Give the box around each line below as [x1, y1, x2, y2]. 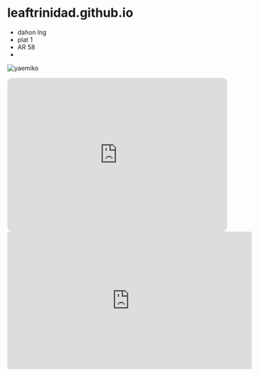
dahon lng [17, 28, 47, 36]
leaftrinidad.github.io [7, 5, 134, 21]
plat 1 [17, 35, 33, 43]
